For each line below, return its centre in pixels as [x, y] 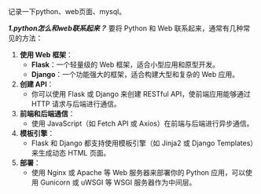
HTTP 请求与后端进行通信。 [76, 104]
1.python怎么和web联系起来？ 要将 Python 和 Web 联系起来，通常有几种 [126, 28]
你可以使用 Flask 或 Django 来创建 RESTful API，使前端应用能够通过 [141, 94]
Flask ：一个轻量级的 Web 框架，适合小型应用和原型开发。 [125, 64]
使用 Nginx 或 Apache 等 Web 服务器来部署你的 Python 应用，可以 [138, 172]
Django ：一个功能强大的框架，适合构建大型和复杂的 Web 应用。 [135, 74]
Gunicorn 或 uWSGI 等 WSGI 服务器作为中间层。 [118, 182]
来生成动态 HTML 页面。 [71, 153]
